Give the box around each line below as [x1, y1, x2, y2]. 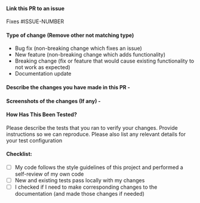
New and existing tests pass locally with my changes [14, 177, 145, 184]
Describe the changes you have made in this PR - [6, 84, 130, 90]
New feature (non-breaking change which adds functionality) [14, 51, 166, 58]
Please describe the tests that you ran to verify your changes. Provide [6, 124, 178, 131]
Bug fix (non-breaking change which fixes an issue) [14, 45, 142, 52]
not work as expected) [14, 64, 70, 71]
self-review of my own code [14, 170, 84, 178]
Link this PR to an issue [6, 5, 64, 12]
